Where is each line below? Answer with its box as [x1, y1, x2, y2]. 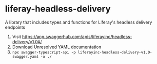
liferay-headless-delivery [5, 3, 111, 14]
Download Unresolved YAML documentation [12, 44, 101, 50]
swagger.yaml [12, 54, 39, 59]
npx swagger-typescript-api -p [12, 50, 76, 55]
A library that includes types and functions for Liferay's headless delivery [5, 19, 152, 25]
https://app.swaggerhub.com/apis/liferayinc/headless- [22, 34, 133, 39]
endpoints [5, 24, 25, 30]
